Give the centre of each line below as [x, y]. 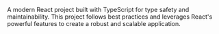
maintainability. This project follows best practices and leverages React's [110, 17]
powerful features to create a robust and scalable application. [94, 24]
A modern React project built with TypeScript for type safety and [98, 10]
